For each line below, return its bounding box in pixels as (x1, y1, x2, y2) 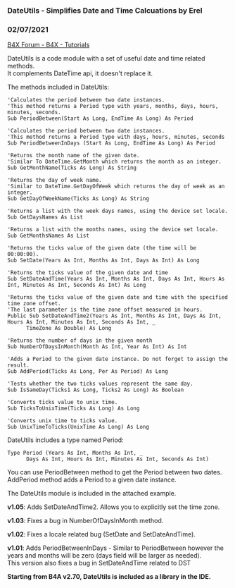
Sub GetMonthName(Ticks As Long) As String (7, 164, 137, 171)
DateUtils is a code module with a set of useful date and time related (7, 54, 205, 63)
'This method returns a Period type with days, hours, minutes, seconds (7, 133, 225, 141)
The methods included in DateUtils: (7, 83, 109, 92)
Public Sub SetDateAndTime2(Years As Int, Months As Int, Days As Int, (7, 312, 222, 319)
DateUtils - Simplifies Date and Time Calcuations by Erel (7, 6, 203, 16)
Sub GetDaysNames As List (7, 214, 83, 221)
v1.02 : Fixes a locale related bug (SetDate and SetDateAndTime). (7, 530, 196, 539)
